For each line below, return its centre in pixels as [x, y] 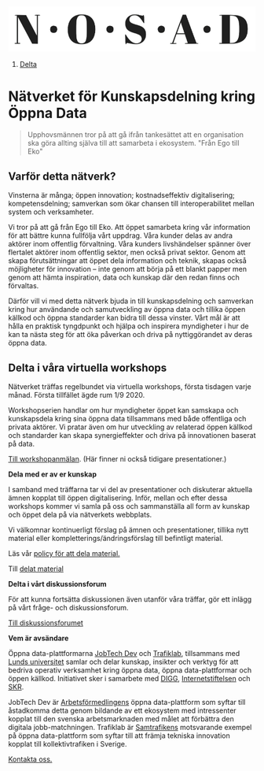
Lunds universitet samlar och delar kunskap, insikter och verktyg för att [123, 662]
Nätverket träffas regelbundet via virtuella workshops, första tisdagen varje [130, 386]
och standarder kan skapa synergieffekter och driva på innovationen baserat [132, 435]
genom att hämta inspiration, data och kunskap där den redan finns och [124, 277]
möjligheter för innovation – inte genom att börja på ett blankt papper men [128, 269]
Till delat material [36, 569]
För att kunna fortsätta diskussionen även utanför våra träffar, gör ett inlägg [130, 599]
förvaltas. [24, 286]
